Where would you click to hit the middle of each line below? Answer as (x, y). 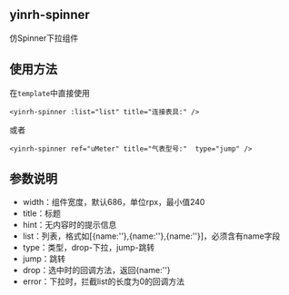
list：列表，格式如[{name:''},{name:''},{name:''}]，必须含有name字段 (151, 236)
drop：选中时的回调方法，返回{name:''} (96, 270)
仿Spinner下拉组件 (44, 38)
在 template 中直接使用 (50, 93)
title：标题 (41, 213)
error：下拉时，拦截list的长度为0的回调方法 (103, 281)
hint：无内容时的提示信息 (70, 225)
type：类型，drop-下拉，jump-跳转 (89, 248)
